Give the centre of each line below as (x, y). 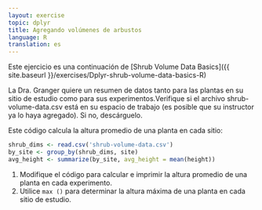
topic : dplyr (29, 23)
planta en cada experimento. (65, 183)
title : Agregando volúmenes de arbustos (75, 30)
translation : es (35, 45)
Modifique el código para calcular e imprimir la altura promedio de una (133, 174)
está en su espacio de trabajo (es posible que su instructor (159, 107)
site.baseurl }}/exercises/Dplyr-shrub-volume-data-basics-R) (107, 75)
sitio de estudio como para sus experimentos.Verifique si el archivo (117, 99)
